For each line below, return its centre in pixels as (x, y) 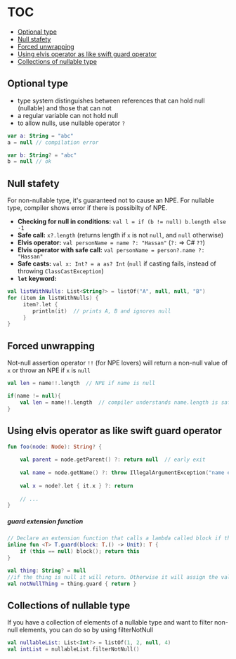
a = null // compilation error (53, 142)
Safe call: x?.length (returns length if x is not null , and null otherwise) (120, 235)
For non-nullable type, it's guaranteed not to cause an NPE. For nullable (111, 200)
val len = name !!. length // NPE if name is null (81, 384)
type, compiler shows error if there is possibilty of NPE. (87, 208)
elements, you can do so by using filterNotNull (86, 630)
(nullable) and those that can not (65, 108)
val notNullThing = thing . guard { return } (72, 584)
